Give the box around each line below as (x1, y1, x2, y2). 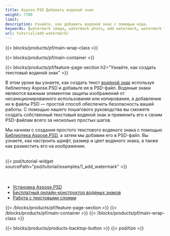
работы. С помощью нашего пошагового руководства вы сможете (5, 107, 150, 112)
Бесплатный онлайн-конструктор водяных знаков (12, 190, 121, 195)
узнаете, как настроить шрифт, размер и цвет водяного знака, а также (5, 137, 158, 144)
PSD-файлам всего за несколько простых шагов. (5, 117, 111, 123)
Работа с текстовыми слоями (12, 195, 77, 201)
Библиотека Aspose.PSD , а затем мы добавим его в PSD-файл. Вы (5, 132, 148, 138)
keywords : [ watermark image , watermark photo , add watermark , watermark (5, 26, 162, 31)
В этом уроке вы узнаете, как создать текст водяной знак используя (5, 79, 154, 85)
